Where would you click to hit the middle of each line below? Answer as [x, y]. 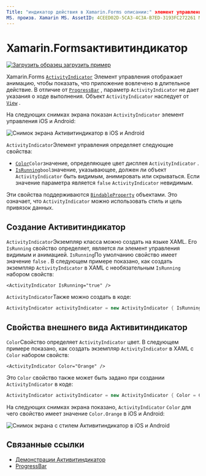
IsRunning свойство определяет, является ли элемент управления [93, 248]
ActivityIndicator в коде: [40, 384]
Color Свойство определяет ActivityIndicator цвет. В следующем [93, 342]
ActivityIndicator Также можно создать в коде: [69, 297]
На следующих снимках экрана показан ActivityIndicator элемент [95, 115]
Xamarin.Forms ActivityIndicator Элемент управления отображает [94, 77]
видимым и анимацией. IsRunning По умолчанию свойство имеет [92, 255]
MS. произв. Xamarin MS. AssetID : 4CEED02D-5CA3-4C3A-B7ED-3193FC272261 [101, 18]
